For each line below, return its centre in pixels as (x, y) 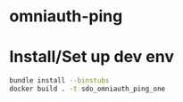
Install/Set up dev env (91, 57)
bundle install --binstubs (59, 81)
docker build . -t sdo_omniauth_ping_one (87, 89)
